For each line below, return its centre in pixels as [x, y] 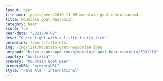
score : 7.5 [17, 29]
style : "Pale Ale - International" [43, 71]
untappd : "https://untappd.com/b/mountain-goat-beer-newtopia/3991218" [82, 52]
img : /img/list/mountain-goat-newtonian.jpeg [54, 47]
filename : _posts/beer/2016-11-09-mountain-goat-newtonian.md [72, 15]
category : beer [21, 24]
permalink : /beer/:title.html [37, 43]
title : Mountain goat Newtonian [39, 19]
